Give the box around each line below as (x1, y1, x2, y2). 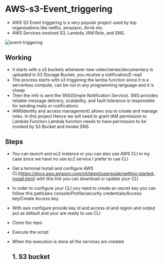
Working (5, 54, 32, 62)
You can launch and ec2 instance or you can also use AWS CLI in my (12, 150, 150, 157)
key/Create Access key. (12, 195, 60, 201)
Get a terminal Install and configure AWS (12, 165, 94, 171)
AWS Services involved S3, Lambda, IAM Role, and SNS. (12, 30, 126, 36)
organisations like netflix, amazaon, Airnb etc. (12, 24, 104, 30)
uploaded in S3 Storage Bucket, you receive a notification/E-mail (12, 72, 142, 78)
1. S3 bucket (12, 252, 50, 261)
